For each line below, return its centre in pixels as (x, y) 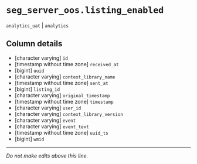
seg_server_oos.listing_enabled (85, 10)
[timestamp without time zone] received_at (67, 64)
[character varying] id (41, 58)
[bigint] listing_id (37, 89)
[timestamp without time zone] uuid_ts (61, 132)
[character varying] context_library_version (69, 114)
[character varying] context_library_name (65, 76)
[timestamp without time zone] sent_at (61, 83)
